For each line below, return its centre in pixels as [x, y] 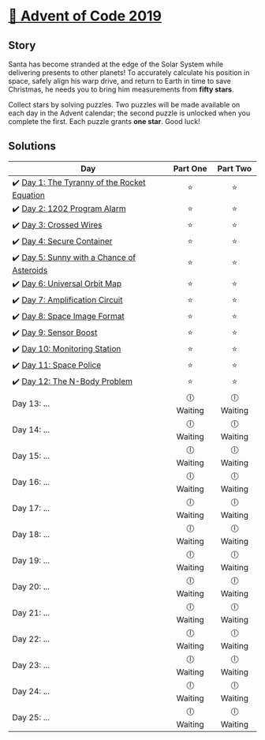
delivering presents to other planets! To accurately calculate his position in [129, 73]
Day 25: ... [31, 718]
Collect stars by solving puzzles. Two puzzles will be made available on [124, 105]
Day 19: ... [31, 561]
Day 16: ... [31, 483]
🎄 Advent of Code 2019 [85, 16]
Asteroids [30, 270]
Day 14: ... [31, 430]
